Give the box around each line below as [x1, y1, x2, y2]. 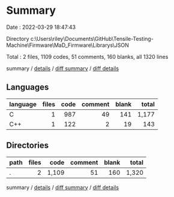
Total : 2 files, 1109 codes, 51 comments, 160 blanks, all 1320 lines [6, 53, 169, 60]
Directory [6, 35, 29, 42]
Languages [6, 82, 49, 92]
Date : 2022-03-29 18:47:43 [6, 23, 76, 31]
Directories [6, 141, 49, 151]
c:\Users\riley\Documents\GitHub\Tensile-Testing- [30, 35, 154, 42]
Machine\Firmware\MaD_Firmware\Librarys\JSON [6, 41, 129, 49]
